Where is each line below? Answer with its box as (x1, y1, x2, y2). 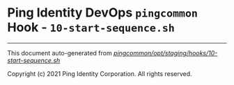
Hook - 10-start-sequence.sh (7, 19, 175, 35)
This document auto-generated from (7, 48, 113, 57)
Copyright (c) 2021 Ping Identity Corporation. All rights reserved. (7, 69, 193, 77)
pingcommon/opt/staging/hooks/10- (114, 48, 218, 57)
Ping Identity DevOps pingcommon (7, 5, 198, 21)
